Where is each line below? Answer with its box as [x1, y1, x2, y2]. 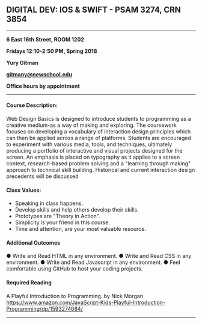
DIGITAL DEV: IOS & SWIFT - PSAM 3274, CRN [6, 5, 182, 15]
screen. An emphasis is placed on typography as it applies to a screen [6, 153, 180, 161]
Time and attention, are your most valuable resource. [14, 225, 146, 233]
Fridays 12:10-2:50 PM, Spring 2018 [6, 47, 97, 55]
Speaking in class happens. [14, 200, 84, 207]
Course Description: [6, 102, 58, 109]
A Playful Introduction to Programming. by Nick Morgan [6, 292, 143, 299]
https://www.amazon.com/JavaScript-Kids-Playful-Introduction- [6, 299, 166, 306]
